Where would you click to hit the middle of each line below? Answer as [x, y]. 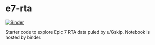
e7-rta [19, 9]
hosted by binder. [23, 37]
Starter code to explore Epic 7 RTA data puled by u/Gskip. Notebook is [78, 32]
